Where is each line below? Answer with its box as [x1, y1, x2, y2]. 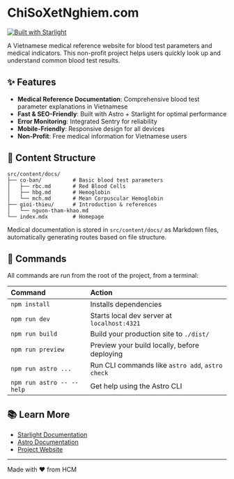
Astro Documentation [17, 438, 79, 446]
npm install [10, 301, 51, 308]
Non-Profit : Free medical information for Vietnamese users [17, 132, 187, 140]
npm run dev [10, 315, 51, 323]
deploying [90, 350, 123, 359]
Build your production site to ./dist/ [90, 329, 210, 339]
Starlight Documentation [17, 430, 88, 439]
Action [90, 288, 113, 297]
